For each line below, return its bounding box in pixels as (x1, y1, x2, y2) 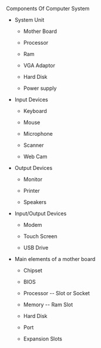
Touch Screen (23, 233, 58, 240)
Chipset (23, 267, 43, 274)
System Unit (14, 16, 45, 23)
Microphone (23, 130, 53, 137)
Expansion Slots (23, 335, 63, 342)
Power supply (23, 85, 57, 92)
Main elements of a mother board (14, 256, 96, 262)
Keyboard (23, 108, 47, 114)
